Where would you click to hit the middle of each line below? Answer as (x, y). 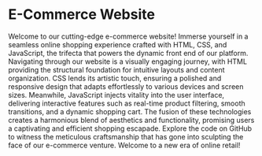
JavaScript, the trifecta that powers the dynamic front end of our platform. (128, 53)
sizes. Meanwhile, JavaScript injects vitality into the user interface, (116, 95)
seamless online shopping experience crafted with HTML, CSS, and (118, 44)
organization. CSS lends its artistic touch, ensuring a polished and (115, 78)
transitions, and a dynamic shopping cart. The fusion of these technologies (130, 111)
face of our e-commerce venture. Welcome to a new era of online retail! (124, 145)
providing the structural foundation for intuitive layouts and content (117, 69)
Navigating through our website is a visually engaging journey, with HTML (128, 61)
